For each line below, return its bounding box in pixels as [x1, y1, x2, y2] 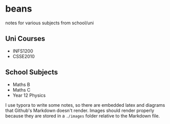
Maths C [12, 87, 30, 93]
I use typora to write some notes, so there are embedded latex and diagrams [5, 102, 165, 108]
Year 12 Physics [12, 92, 46, 98]
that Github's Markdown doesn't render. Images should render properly [5, 107, 155, 113]
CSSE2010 [12, 53, 35, 59]
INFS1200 [12, 48, 33, 54]
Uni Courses [5, 34, 46, 43]
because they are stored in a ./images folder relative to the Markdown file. [5, 112, 160, 119]
